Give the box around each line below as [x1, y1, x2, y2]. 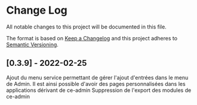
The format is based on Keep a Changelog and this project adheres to [6, 34, 178, 42]
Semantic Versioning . [6, 41, 59, 48]
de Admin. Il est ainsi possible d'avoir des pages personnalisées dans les [6, 80, 186, 87]
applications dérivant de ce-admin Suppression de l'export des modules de [6, 87, 192, 94]
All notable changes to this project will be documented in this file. [6, 23, 167, 30]
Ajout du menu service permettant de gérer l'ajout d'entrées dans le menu [6, 74, 189, 81]
